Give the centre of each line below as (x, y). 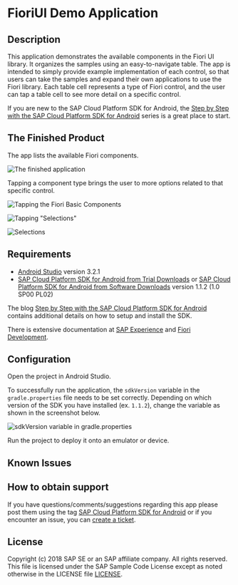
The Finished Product (56, 138)
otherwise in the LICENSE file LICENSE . (65, 574)
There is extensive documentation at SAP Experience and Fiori (99, 329)
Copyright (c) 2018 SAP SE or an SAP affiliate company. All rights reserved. (118, 559)
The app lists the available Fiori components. (73, 155)
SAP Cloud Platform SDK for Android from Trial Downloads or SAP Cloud (124, 279)
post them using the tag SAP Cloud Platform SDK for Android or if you (110, 512)
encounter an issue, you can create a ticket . (72, 519)
